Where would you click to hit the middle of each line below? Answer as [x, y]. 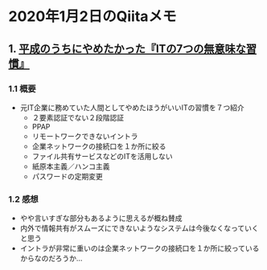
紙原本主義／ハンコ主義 [71, 166]
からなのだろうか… [51, 259]
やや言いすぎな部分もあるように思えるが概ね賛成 [101, 219]
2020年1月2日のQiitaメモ [92, 16]
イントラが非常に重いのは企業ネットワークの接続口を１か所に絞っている [140, 248]
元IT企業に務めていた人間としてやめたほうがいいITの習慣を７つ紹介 [132, 107]
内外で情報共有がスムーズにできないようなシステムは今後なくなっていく [139, 228]
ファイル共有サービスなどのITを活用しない [102, 156]
